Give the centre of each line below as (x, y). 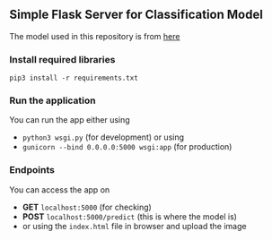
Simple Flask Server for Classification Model (136, 15)
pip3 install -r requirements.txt (74, 78)
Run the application (53, 100)
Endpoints (32, 170)
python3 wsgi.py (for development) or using (103, 137)
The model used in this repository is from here (95, 36)
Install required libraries (62, 59)
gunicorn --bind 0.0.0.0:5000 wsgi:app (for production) (127, 147)
